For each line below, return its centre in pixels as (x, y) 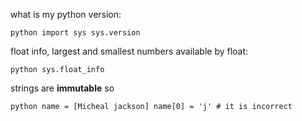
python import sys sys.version (75, 33)
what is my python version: (66, 14)
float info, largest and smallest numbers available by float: (129, 51)
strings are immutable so (62, 88)
